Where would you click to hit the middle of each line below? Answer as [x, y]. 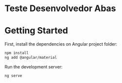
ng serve [13, 76]
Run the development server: [34, 66]
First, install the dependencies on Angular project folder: [61, 44]
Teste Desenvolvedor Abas [60, 8]
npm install [17, 53]
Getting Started [36, 31]
